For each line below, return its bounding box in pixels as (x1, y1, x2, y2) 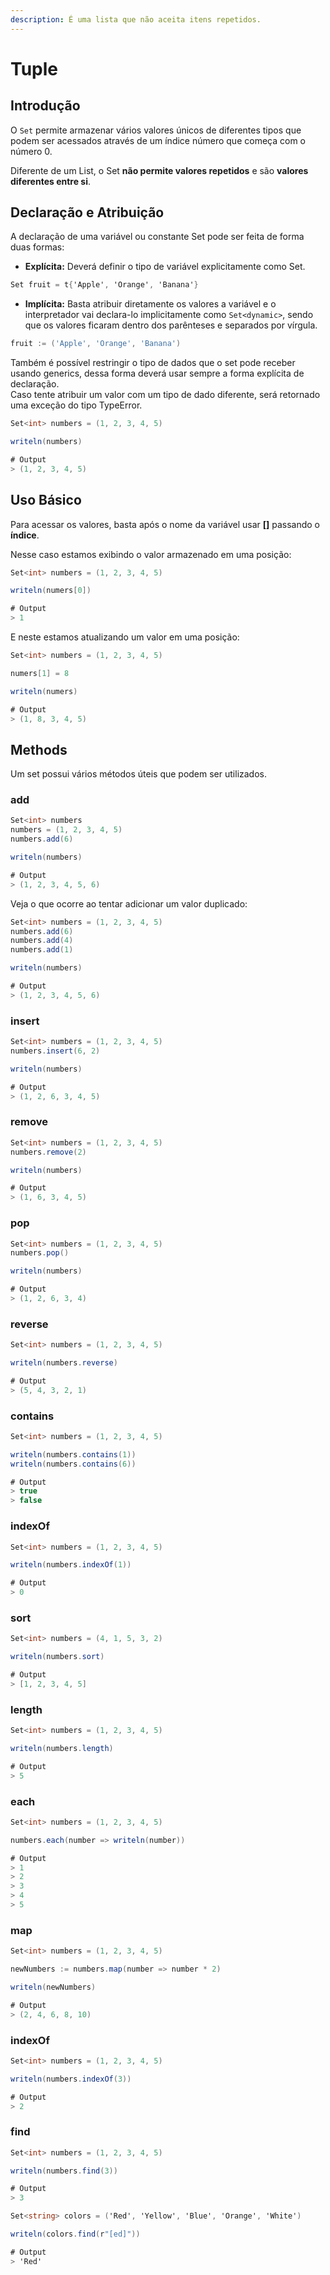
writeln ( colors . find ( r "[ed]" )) (10, 2229, 141, 2240)
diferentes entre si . (10, 175, 92, 187)
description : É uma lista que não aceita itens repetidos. (10, 14, 262, 25)
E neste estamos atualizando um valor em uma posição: (10, 631, 240, 643)
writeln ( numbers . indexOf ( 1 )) (10, 1560, 132, 1570)
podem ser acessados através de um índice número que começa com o (10, 134, 306, 146)
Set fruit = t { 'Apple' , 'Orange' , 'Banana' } (10, 280, 199, 290)
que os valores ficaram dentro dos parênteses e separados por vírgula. (24, 319, 318, 331)
